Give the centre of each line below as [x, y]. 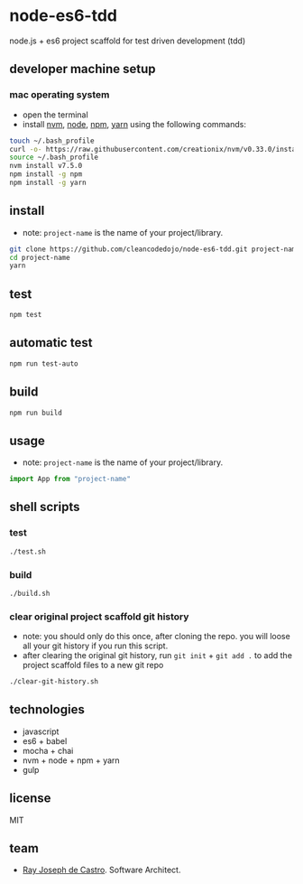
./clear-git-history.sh [54, 682]
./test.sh [28, 552]
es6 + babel [45, 740]
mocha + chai [48, 750]
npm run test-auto [44, 363]
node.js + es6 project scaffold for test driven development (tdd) [128, 41]
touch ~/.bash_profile [52, 141]
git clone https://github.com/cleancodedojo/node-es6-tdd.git [129, 249]
